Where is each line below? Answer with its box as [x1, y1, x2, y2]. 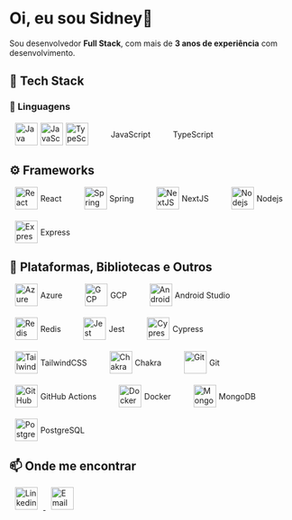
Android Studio [174, 290, 231, 300]
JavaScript [111, 129, 151, 139]
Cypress [172, 323, 205, 334]
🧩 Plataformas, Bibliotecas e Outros [9, 259, 213, 274]
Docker [143, 390, 171, 401]
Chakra [134, 357, 162, 368]
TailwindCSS [40, 357, 87, 368]
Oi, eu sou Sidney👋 [9, 8, 153, 29]
